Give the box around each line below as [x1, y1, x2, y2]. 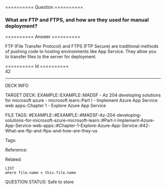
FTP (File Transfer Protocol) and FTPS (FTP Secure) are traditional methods [5, 43, 159, 49]
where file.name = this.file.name [5, 170, 77, 175]
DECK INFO [5, 83, 29, 89]
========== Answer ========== [5, 34, 81, 40]
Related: [5, 157, 22, 162]
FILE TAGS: [5, 112, 28, 118]
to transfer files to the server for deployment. [5, 54, 97, 60]
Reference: [5, 147, 28, 153]
